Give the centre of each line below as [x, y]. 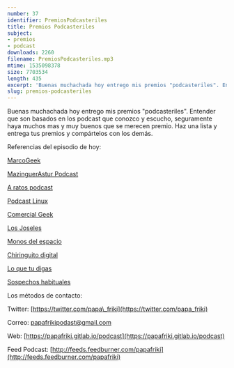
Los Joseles [24, 228]
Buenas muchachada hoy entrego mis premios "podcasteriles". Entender [111, 112]
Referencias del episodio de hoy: [54, 147]
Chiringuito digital [32, 255]
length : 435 [24, 78]
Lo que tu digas [30, 268]
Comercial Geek [30, 215]
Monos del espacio [35, 242]
